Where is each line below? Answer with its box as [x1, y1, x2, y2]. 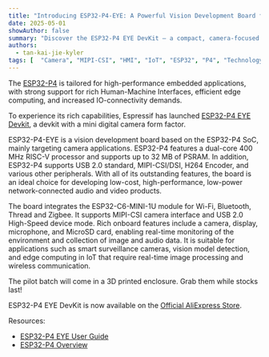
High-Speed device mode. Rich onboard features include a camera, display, [8, 218, 259, 228]
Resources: [8, 315, 46, 325]
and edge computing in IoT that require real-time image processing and [8, 252, 244, 262]
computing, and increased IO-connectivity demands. [8, 95, 183, 105]
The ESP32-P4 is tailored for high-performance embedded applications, [8, 78, 247, 88]
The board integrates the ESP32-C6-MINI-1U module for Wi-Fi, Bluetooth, [8, 201, 252, 211]
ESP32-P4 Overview [19, 339, 88, 349]
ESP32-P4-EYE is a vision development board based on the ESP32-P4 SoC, [8, 134, 259, 144]
